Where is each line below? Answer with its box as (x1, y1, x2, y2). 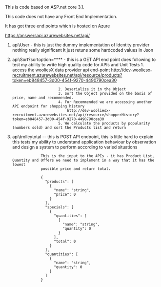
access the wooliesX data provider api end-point (12, 67, 110, 73)
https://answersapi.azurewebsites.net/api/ (5, 33, 90, 38)
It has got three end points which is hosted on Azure (5, 23, 110, 29)
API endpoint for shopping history (12, 104, 85, 109)
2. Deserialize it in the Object (58, 87, 126, 92)
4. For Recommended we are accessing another (58, 100, 152, 104)
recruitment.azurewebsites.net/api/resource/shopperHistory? (12, 112, 140, 117)
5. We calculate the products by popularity (58, 121, 150, 126)
